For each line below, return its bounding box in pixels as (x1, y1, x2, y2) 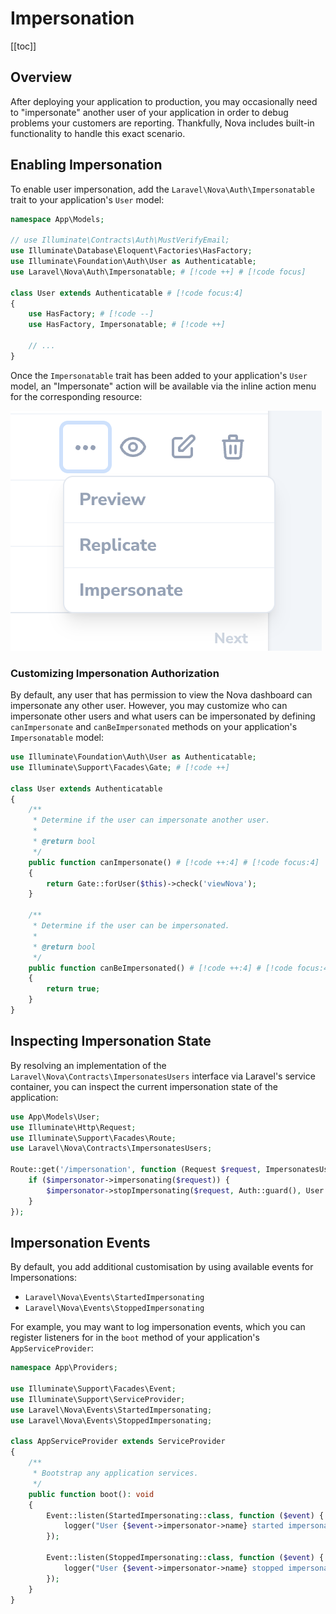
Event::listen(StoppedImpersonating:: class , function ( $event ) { (46, 1553, 325, 1563)
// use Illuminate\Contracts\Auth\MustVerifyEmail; (10, 235, 230, 246)
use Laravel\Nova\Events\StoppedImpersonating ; (10, 1415, 213, 1426)
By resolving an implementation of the (10, 1059, 167, 1071)
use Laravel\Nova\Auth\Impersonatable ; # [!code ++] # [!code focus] (10, 267, 307, 277)
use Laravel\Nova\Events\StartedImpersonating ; (10, 1405, 213, 1415)
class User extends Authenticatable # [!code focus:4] (10, 288, 244, 298)
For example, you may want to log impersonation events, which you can (10, 1321, 306, 1333)
